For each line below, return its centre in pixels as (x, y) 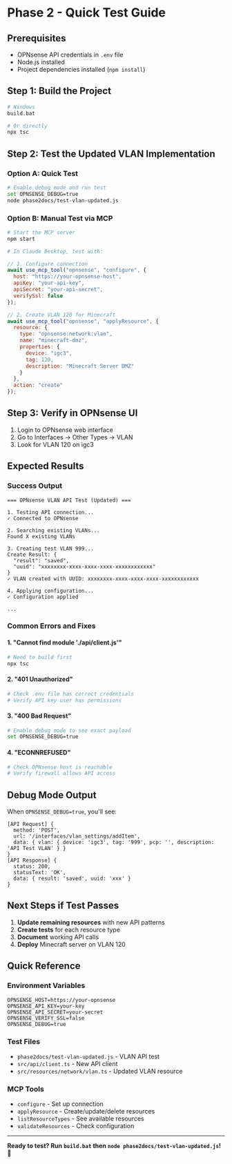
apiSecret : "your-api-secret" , (58, 290)
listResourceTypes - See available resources (80, 1118)
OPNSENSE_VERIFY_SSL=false (46, 1018)
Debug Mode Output (52, 795)
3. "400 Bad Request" (39, 716)
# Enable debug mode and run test (57, 188)
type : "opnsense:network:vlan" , (66, 334)
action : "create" (38, 385)
